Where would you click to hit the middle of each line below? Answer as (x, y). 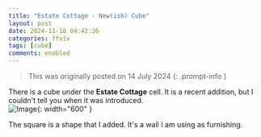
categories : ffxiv (39, 38)
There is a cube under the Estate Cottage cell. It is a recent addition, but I (131, 92)
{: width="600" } (65, 109)
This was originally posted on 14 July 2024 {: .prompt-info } (127, 76)
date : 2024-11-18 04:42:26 (54, 31)
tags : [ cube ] (30, 46)
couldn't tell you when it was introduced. (76, 100)
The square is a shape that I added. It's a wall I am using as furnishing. (126, 125)
